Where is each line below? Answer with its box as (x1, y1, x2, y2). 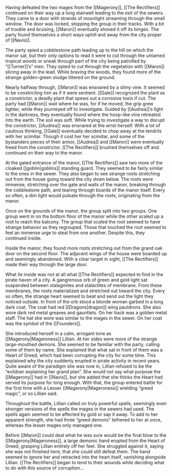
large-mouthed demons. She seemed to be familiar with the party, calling (5, 341, 160, 347)
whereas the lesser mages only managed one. (5, 422, 103, 428)
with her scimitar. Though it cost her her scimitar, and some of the (5, 134, 145, 139)
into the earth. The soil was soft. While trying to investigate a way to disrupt (5, 117, 165, 123)
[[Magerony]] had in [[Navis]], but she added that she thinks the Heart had (5, 374, 163, 380)
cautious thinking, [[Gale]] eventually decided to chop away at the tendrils (5, 128, 162, 134)
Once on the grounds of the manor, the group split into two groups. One (5, 208, 157, 214)
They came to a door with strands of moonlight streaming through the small (5, 15, 165, 21)
